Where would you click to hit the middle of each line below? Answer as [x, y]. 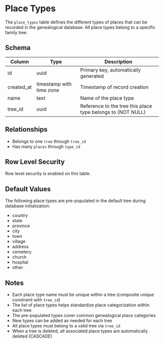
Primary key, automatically [111, 70]
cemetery [22, 252]
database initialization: [28, 206]
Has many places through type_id [46, 146]
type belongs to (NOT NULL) [113, 112]
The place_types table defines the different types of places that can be [76, 22]
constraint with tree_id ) [36, 300]
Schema [18, 48]
